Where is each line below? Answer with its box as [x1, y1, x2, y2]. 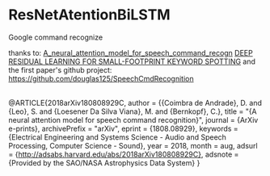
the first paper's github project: [8, 65, 112, 74]
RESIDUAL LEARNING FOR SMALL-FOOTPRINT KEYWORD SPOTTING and [8, 57, 256, 66]
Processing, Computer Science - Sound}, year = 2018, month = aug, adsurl [8, 140, 258, 150]
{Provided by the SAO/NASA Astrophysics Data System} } [8, 157, 200, 167]
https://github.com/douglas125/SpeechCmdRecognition [8, 73, 194, 83]
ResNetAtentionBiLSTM [8, 6, 171, 24]
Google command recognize [8, 32, 103, 42]
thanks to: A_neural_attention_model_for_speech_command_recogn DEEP [8, 48, 253, 57]
